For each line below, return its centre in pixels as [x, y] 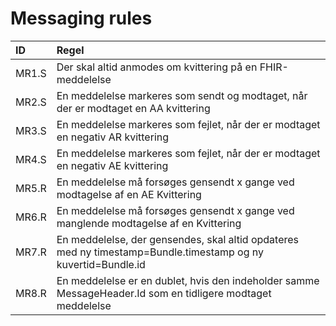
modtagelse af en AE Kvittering [129, 194]
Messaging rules [81, 18]
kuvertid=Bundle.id [101, 264]
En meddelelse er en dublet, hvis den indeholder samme [188, 280]
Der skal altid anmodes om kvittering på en [157, 67]
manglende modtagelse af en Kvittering [149, 223]
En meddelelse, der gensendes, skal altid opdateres [178, 239]
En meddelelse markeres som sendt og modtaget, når [182, 95]
